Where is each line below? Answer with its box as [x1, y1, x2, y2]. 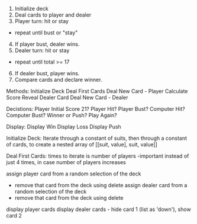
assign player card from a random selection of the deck [6, 170, 141, 177]
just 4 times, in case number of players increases [6, 159, 126, 165]
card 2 [6, 212, 22, 219]
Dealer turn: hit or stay [14, 47, 70, 54]
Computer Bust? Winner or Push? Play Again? [6, 112, 117, 119]
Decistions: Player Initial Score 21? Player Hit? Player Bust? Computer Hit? [6, 105, 185, 112]
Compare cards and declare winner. [14, 76, 102, 83]
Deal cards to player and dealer [14, 11, 92, 18]
